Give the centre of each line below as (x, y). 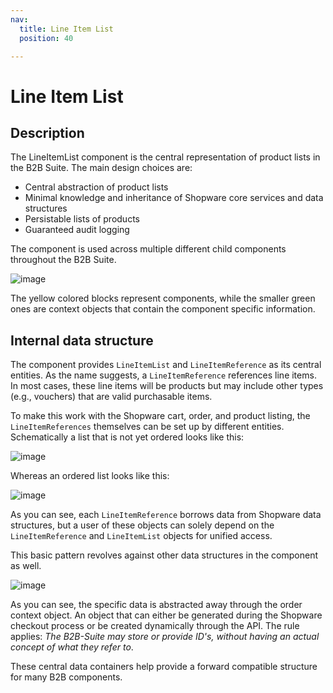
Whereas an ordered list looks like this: (90, 476)
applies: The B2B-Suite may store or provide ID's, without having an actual (165, 637)
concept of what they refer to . (72, 647)
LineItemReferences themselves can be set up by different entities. (147, 427)
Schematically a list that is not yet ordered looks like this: (127, 437)
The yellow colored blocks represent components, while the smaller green (163, 298)
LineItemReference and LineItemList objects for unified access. (141, 536)
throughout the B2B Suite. (63, 260)
